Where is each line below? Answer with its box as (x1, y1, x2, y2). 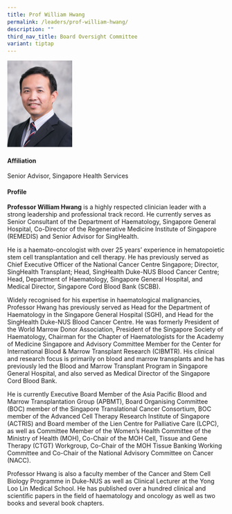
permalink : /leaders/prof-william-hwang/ (7, 18, 129, 26)
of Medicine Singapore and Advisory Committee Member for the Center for (7, 340, 222, 349)
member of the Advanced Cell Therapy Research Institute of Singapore (7, 412, 210, 421)
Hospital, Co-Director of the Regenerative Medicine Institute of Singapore (7, 225, 217, 233)
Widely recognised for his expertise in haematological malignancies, (7, 296, 202, 304)
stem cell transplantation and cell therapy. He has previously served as (7, 253, 209, 261)
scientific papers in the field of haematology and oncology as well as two (7, 492, 216, 500)
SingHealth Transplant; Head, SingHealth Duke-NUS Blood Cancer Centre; (7, 268, 220, 276)
